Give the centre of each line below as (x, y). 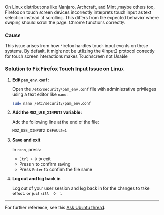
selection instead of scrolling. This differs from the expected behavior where (82, 17)
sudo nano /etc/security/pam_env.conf (51, 103)
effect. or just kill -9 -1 (37, 193)
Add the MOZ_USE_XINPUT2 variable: (47, 112)
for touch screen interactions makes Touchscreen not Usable (66, 56)
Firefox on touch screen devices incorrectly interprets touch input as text (78, 12)
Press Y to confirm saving (45, 164)
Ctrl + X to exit (35, 159)
